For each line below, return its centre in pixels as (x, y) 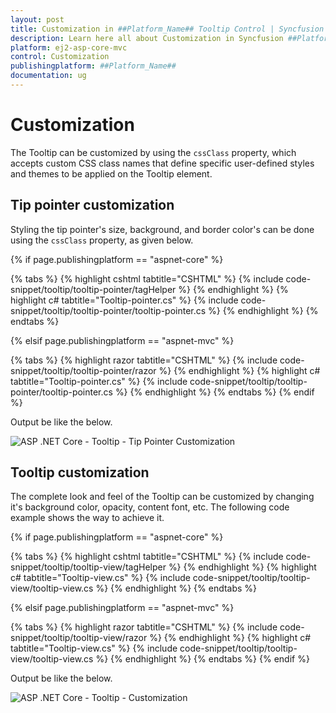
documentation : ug (48, 76)
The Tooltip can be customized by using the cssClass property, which (153, 152)
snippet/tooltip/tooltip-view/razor (79, 638)
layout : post (37, 19)
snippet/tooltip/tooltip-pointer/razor (83, 370)
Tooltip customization (80, 472)
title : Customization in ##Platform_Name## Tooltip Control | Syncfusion (167, 29)
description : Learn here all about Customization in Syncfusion (147, 38)
